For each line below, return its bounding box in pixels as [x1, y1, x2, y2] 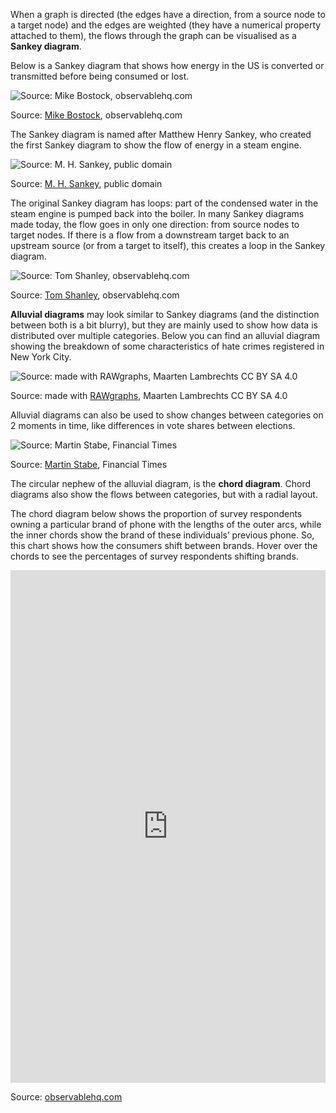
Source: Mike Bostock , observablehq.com [10, 109, 183, 121]
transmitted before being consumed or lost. [10, 70, 190, 82]
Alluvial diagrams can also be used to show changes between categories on [10, 409, 324, 421]
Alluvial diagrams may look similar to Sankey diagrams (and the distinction [10, 309, 320, 320]
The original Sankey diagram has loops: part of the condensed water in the [10, 197, 319, 209]
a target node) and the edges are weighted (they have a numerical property [10, 19, 322, 31]
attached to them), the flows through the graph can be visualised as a [10, 30, 297, 41]
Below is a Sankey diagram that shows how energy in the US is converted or [10, 60, 325, 71]
